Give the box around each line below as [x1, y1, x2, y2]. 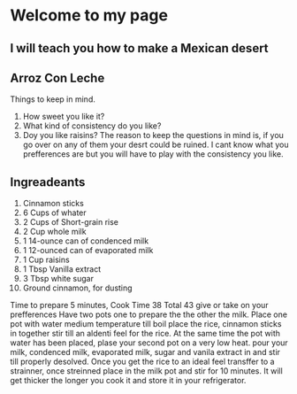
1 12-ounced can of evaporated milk [22, 245, 154, 256]
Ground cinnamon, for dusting [22, 282, 133, 293]
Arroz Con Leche [10, 70, 105, 85]
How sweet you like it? [22, 112, 105, 122]
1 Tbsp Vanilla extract [22, 264, 102, 274]
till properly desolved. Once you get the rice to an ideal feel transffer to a [10, 356, 275, 367]
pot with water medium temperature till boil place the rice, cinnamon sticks [10, 319, 282, 329]
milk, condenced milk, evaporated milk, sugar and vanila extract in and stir [10, 347, 281, 358]
